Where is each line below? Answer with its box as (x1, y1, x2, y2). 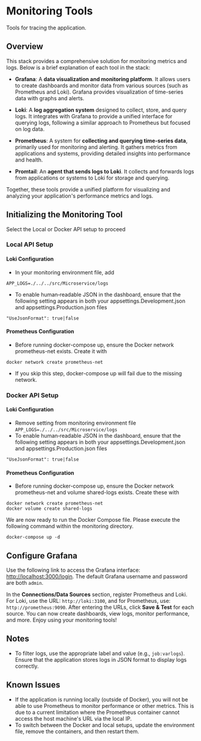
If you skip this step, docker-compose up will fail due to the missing (14, 369, 182, 377)
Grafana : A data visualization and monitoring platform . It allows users (14, 75, 191, 82)
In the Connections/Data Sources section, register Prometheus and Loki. (6, 591, 188, 598)
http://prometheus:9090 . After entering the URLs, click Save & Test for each (6, 603, 194, 611)
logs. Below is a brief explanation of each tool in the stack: (6, 64, 151, 71)
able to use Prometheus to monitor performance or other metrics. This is (14, 702, 194, 709)
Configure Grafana (6, 551, 78, 561)
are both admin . (6, 579, 44, 587)
